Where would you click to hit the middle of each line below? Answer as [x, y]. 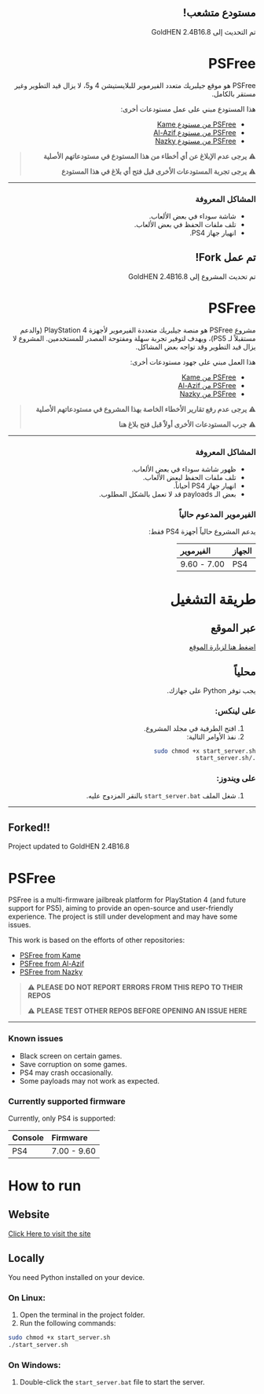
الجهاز [242, 551]
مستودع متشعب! [219, 13]
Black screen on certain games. [71, 1055]
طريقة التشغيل [213, 599]
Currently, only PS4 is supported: [62, 1118]
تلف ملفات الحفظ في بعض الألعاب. [185, 225]
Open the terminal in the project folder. [82, 1315]
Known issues [36, 1039]
